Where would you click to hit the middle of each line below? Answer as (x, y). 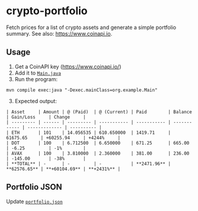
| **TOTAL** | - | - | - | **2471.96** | (88, 164)
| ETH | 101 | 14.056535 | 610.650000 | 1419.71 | (88, 132)
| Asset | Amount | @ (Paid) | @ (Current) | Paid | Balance (99, 112)
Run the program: (36, 79)
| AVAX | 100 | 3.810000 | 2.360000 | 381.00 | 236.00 (98, 153)
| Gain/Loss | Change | (46, 117)
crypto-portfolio (47, 11)
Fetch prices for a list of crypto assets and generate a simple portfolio (91, 27)
